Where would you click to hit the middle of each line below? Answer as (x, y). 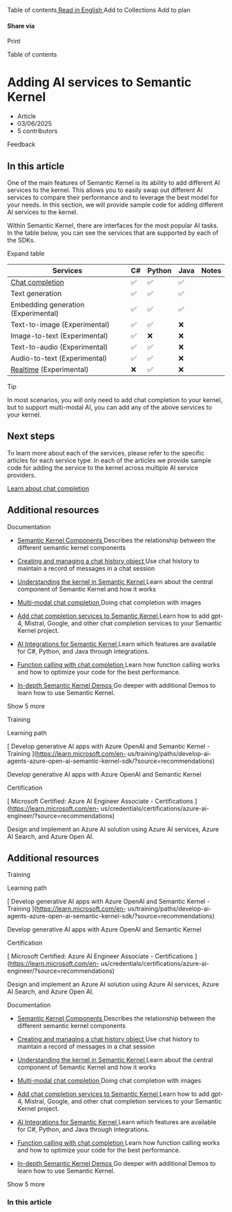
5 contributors (37, 131)
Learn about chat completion (48, 488)
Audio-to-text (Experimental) (59, 358)
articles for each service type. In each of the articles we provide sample (109, 460)
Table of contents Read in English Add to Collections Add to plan (99, 10)
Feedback (21, 144)
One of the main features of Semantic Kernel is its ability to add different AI (114, 182)
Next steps (31, 436)
